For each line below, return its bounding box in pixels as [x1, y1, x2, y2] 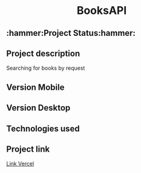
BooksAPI [76, 4, 127, 18]
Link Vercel [6, 160, 34, 168]
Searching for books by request [6, 64, 85, 72]
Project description [6, 48, 80, 58]
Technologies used [6, 123, 80, 134]
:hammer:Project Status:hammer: [6, 28, 136, 38]
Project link [6, 144, 50, 154]
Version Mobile [6, 82, 65, 92]
